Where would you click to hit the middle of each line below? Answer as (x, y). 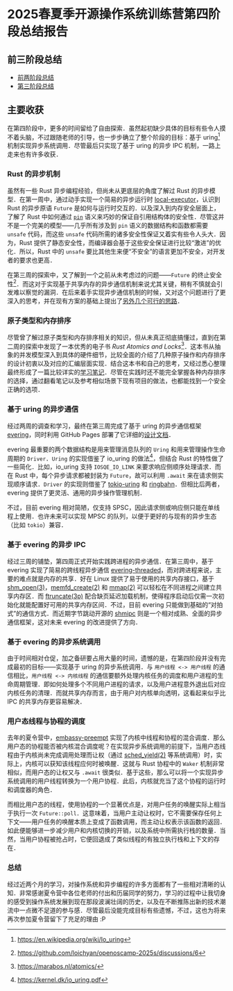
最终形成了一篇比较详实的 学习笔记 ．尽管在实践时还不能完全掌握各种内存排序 (116, 372)
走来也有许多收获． (35, 154)
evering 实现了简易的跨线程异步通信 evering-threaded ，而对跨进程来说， (112, 569)
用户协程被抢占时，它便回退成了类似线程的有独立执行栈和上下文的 (119, 839)
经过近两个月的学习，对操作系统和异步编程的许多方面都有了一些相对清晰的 (113, 884)
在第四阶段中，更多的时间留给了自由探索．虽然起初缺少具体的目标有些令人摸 (116, 128)
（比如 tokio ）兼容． (37, 525)
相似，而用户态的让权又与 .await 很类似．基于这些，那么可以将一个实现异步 (115, 772)
